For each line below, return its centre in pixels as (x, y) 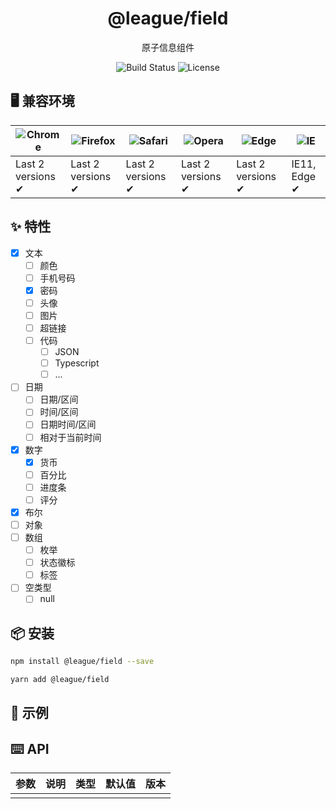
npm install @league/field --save (82, 662)
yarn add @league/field (60, 680)
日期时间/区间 (68, 424)
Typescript (77, 363)
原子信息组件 (168, 47)
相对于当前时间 (70, 437)
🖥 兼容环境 (42, 101)
